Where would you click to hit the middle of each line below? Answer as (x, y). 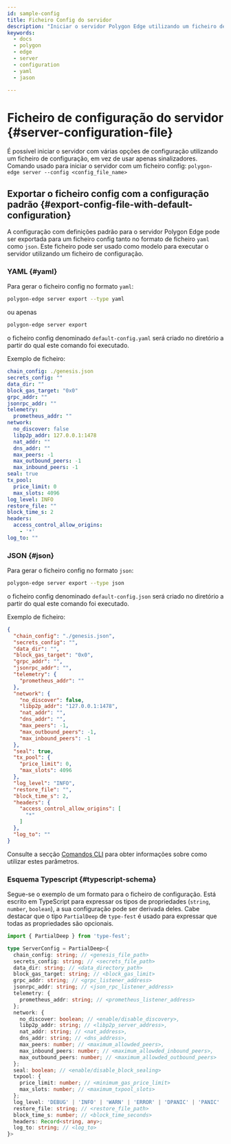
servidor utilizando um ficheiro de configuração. (75, 254)
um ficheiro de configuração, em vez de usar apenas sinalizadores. (102, 158)
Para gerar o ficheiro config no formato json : (70, 571)
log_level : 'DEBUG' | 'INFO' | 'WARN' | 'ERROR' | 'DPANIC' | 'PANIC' (117, 1102)
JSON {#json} (31, 555)
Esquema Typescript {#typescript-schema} (82, 879)
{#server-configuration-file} (90, 132)
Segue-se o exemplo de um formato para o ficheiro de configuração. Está (112, 894)
